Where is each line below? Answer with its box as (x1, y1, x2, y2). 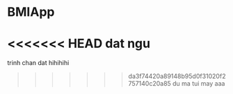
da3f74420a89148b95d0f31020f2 (128, 72, 226, 80)
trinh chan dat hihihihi (7, 59, 70, 67)
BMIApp (7, 4, 55, 20)
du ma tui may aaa (172, 79, 225, 88)
